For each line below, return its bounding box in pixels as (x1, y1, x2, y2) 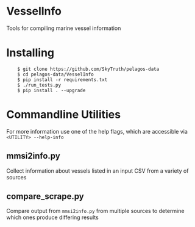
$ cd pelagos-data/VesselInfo (17, 71, 94, 77)
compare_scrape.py (6, 191, 84, 202)
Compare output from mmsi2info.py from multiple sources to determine (6, 207, 185, 215)
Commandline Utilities (6, 108, 121, 121)
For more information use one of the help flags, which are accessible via (6, 128, 188, 135)
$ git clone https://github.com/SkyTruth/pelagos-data (17, 66, 160, 72)
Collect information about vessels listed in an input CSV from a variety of (6, 167, 189, 175)
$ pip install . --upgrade (17, 87, 86, 93)
